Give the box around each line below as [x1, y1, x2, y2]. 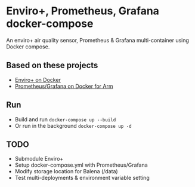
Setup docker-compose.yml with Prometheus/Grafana [14, 161, 148, 168]
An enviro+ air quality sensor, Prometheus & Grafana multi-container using [6, 36, 190, 44]
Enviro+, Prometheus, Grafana [6, 4, 160, 18]
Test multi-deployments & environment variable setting [14, 174, 150, 182]
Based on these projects [6, 60, 98, 70]
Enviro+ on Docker [14, 76, 61, 83]
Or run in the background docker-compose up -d [14, 122, 132, 129]
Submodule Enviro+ [14, 155, 64, 163]
